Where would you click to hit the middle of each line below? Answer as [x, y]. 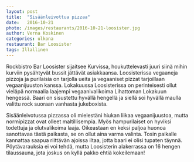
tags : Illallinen [27, 50]
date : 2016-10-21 [30, 22]
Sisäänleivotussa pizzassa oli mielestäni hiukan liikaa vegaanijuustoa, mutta [97, 115]
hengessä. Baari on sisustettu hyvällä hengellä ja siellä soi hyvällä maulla [94, 97]
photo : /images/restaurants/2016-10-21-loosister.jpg [73, 28]
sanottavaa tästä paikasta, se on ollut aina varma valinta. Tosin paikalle [91, 134]
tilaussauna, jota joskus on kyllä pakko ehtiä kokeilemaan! [76, 153]
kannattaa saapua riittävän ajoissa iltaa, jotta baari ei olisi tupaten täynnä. [94, 140]
